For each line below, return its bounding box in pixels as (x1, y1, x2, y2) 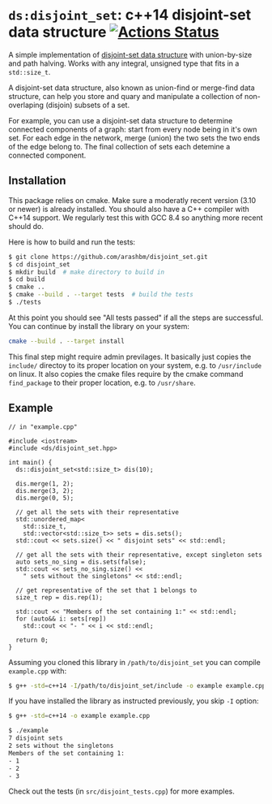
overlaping (8, 100, 45, 110)
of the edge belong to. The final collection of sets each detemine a (8, 141, 231, 151)
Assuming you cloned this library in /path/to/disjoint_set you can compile (8, 657, 261, 667)
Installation (8, 174, 66, 188)
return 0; (15, 636, 49, 644)
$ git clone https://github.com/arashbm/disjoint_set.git (8, 253, 208, 261)
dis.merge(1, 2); (15, 479, 74, 488)
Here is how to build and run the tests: (8, 237, 136, 247)
